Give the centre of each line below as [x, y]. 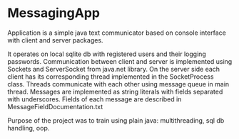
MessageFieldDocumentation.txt [55, 106]
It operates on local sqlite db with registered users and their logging [107, 54]
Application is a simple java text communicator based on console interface [117, 33]
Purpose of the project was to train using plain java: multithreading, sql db [116, 120]
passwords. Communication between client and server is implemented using [120, 61]
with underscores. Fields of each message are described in [95, 99]
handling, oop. [29, 128]
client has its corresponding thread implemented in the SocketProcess [111, 77]
